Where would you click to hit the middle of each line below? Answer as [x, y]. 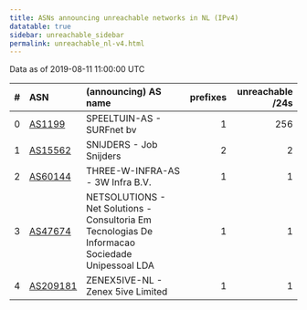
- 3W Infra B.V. [119, 182]
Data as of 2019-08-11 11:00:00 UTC [77, 69]
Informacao [110, 243]
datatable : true [40, 26]
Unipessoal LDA [120, 265]
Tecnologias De [119, 232]
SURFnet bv [111, 130]
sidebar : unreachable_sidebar [67, 35]
